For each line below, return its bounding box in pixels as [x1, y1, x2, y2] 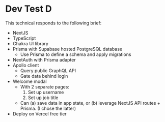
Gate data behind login [20, 73, 68, 79]
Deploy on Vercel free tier [12, 110, 67, 117]
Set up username [28, 89, 64, 95]
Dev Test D [5, 3, 52, 15]
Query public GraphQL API [20, 67, 76, 74]
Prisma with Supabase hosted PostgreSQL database [12, 46, 123, 52]
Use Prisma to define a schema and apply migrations [20, 51, 131, 57]
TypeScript [12, 35, 36, 41]
